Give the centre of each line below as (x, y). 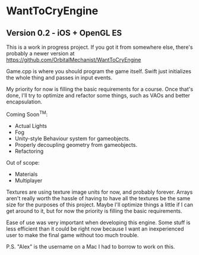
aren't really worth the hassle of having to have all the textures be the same (98, 198)
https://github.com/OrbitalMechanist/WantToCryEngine (74, 60)
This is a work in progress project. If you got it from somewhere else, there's (99, 47)
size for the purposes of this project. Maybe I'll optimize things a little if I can (100, 204)
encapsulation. (24, 102)
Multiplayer (29, 180)
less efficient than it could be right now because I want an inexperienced (95, 229)
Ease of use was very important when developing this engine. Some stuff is (98, 222)
